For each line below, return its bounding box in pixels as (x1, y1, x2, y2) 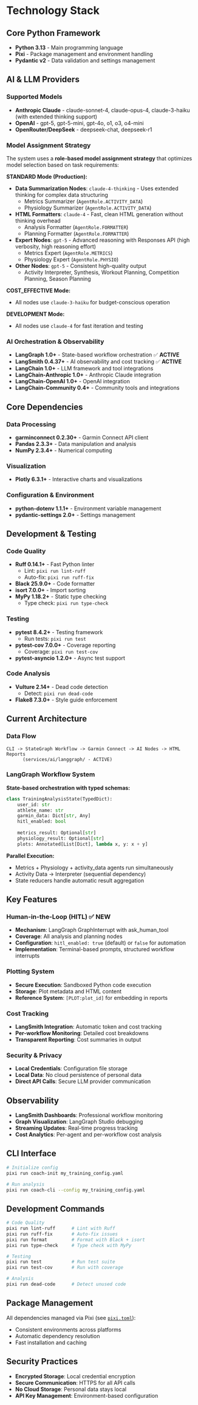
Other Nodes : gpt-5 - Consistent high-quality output (15, 262, 147, 269)
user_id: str (17, 801, 50, 808)
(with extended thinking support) (15, 113, 98, 120)
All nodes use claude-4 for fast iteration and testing (15, 322, 144, 329)
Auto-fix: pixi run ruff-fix (24, 573, 94, 581)
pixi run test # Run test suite (6, 1259, 115, 1265)
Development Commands (6, 1203, 105, 1214)
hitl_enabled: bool (17, 818, 67, 825)
